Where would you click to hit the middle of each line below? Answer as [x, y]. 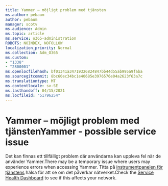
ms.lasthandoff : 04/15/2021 [35, 90]
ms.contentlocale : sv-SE [32, 86]
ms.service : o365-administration [41, 39]
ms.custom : [17, 57]
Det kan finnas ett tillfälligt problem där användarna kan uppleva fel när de [83, 156]
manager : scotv [21, 24]
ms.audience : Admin [26, 29]
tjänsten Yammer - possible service [81, 131]
